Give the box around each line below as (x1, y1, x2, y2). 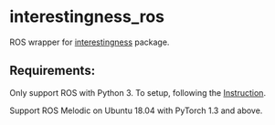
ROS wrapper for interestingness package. (9, 36, 170, 47)
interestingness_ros (9, 6, 165, 27)
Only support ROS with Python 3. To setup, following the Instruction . (9, 87, 267, 98)
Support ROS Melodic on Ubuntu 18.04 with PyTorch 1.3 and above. (9, 105, 263, 116)
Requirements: (9, 63, 96, 78)
